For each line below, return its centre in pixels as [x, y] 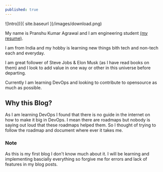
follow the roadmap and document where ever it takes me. [64, 130]
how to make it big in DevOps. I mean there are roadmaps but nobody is [78, 120]
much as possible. [24, 87]
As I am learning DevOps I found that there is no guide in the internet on [78, 115]
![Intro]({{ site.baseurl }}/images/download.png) [54, 24]
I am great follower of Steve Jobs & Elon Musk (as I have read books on [77, 62]
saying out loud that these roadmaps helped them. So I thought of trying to [81, 125]
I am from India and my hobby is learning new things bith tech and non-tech [82, 48]
